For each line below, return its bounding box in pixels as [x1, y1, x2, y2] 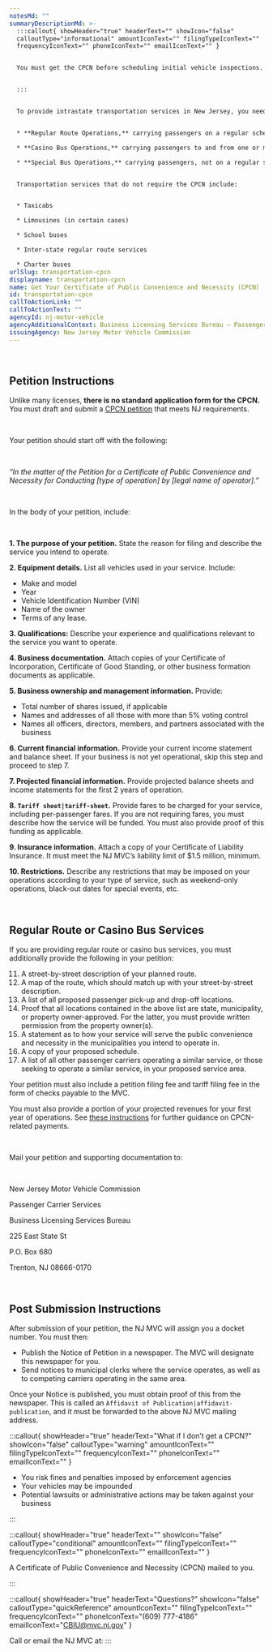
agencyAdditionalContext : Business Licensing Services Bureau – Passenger [9, 321, 267, 329]
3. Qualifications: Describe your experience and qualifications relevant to [9, 629, 255, 639]
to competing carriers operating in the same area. [20, 1373, 187, 1383]
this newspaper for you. [20, 1356, 100, 1366]
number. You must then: [9, 1331, 89, 1341]
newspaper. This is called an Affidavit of [9, 1397, 150, 1408]
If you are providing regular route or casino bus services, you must [9, 944, 232, 954]
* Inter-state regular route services [16, 246, 148, 254]
